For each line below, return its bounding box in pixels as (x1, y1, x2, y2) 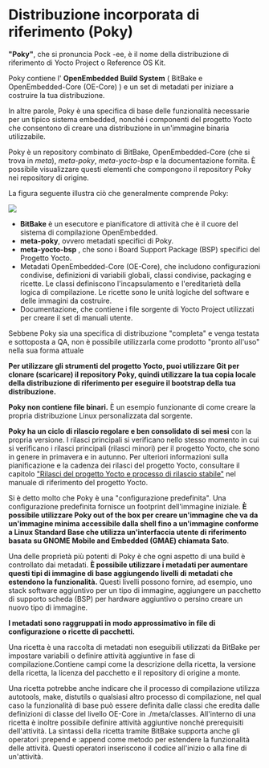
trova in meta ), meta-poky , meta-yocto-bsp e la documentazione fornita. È (8, 155, 256, 165)
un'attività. (8, 751, 43, 761)
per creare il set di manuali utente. (19, 313, 133, 322)
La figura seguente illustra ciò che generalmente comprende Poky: (8, 188, 229, 198)
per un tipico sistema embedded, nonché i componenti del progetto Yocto (8, 114, 253, 124)
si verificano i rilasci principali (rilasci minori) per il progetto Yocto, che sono (8, 443, 260, 453)
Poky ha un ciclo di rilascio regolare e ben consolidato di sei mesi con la (8, 426, 251, 435)
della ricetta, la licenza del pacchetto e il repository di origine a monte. (8, 668, 241, 677)
